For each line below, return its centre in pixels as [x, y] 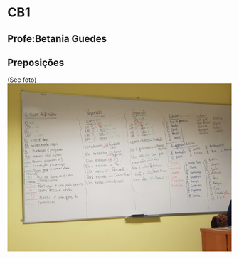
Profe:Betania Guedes [57, 39]
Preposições [36, 62]
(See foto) [22, 80]
